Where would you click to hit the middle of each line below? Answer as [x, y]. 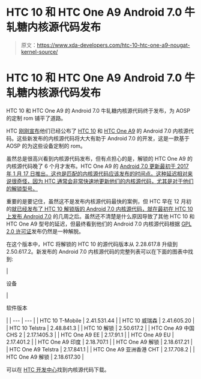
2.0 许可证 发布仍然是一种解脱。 [45, 231]
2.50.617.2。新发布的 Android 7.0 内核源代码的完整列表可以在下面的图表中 [97, 251]
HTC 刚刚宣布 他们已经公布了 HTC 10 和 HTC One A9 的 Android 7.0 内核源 [97, 131]
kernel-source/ [39, 52]
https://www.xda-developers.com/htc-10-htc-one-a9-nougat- [113, 45]
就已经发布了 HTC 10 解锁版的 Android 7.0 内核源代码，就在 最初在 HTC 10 [102, 209]
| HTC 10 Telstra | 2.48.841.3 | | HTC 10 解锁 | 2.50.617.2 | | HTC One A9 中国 [100, 328]
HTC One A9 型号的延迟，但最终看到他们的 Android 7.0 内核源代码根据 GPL [99, 224]
